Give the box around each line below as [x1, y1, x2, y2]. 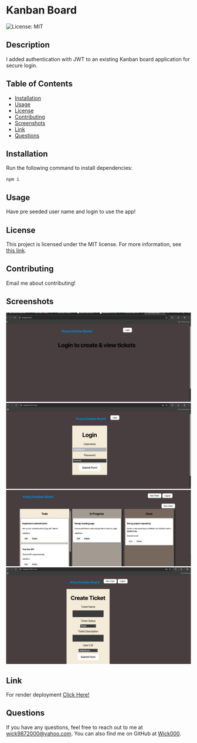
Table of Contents [6, 79, 73, 89]
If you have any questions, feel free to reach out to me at [6, 724, 143, 731]
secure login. [6, 62, 38, 69]
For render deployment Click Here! [6, 691, 90, 698]
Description [6, 40, 50, 50]
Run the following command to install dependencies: [6, 164, 133, 172]
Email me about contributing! [6, 280, 76, 287]
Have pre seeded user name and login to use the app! [6, 208, 136, 215]
